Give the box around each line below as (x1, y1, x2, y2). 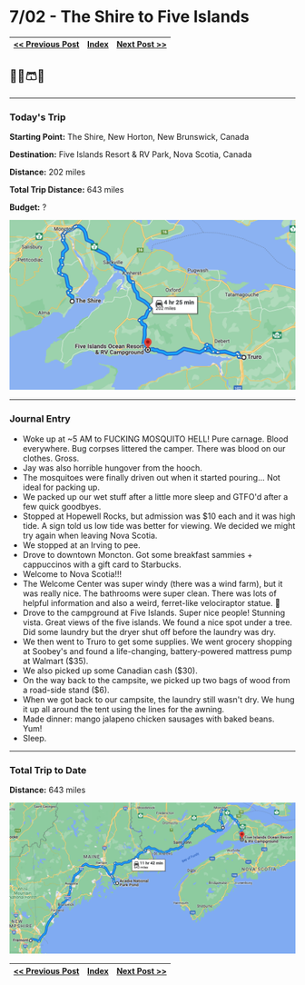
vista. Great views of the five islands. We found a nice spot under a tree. (22, 616, 293, 628)
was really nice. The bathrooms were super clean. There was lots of (22, 588, 277, 599)
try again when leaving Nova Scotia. (22, 530, 158, 541)
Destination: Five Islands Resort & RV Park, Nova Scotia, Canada (9, 149, 252, 160)
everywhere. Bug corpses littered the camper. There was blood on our (22, 443, 286, 453)
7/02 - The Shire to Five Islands (9, 6, 250, 27)
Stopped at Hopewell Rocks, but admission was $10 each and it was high (22, 511, 296, 522)
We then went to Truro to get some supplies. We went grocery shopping (22, 636, 292, 647)
